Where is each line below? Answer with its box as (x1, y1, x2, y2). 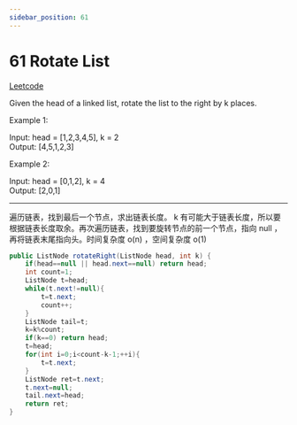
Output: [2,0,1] (9, 185, 61, 196)
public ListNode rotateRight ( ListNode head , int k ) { (9, 251, 212, 260)
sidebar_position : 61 (9, 12, 89, 22)
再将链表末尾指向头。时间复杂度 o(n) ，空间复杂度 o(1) (9, 234, 207, 244)
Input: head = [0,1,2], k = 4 (9, 175, 106, 186)
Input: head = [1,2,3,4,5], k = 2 (9, 132, 119, 143)
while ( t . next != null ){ (25, 284, 104, 293)
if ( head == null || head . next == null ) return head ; (25, 259, 208, 268)
